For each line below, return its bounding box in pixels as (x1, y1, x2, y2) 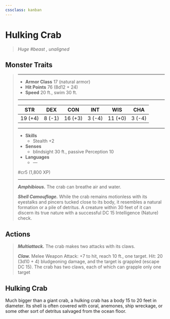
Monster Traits (5, 60, 53, 69)
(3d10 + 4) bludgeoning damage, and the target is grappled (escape (17, 259, 159, 265)
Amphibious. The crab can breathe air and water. (17, 184, 121, 190)
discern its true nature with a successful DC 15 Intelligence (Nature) (17, 210, 159, 216)
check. (17, 215, 32, 221)
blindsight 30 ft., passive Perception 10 (32, 149, 114, 155)
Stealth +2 (32, 138, 55, 144)
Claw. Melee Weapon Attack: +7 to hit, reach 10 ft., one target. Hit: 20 (17, 253, 163, 259)
